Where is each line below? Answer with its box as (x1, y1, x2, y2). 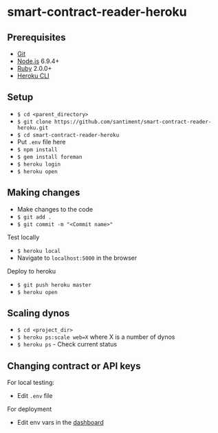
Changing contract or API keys (7, 360, 141, 372)
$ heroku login (17, 161, 61, 168)
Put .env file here (17, 137, 66, 146)
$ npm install (17, 146, 58, 153)
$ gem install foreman (17, 153, 83, 160)
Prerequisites (7, 32, 66, 43)
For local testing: (7, 379, 55, 387)
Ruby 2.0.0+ (17, 65, 52, 72)
